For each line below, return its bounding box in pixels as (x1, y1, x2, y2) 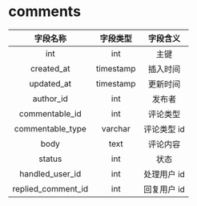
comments (8, 2, 82, 21)
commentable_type (14, 123, 86, 134)
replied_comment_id (12, 183, 89, 194)
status (38, 153, 62, 164)
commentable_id (18, 107, 82, 119)
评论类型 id (143, 123, 186, 135)
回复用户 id (143, 184, 186, 195)
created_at (30, 63, 70, 74)
